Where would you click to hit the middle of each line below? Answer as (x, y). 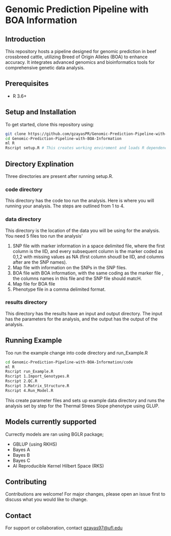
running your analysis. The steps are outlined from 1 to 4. (65, 206)
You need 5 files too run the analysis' (44, 236)
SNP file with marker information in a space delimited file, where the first (89, 246)
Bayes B (21, 455)
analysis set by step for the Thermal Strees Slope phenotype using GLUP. (82, 406)
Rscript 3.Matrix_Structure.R (37, 386)
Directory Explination (39, 164)
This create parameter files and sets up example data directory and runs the (85, 400)
